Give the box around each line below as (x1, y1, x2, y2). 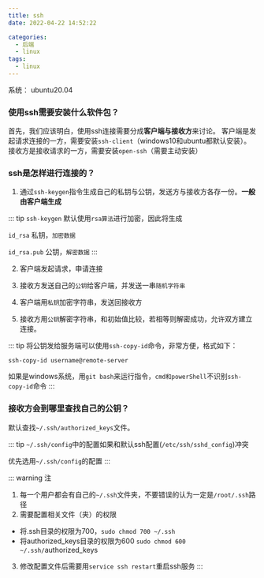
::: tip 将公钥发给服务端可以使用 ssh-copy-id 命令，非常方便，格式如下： (8, 341, 238, 351)
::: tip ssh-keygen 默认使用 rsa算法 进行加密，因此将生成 (8, 214, 183, 223)
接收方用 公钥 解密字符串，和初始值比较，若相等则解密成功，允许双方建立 (19, 314, 253, 324)
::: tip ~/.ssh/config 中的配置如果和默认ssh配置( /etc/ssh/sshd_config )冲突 (8, 439, 250, 449)
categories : (8, 33, 47, 41)
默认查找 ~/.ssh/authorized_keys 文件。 (8, 422, 135, 432)
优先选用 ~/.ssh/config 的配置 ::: (8, 456, 111, 466)
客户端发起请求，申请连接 (19, 264, 103, 273)
